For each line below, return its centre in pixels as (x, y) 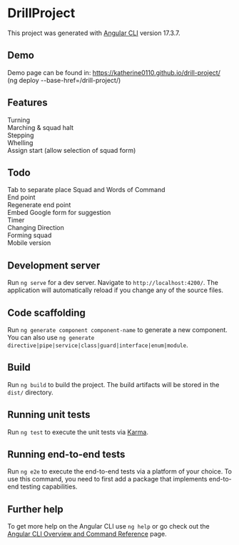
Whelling (20, 142)
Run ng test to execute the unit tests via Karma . (78, 432)
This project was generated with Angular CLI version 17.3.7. (94, 33)
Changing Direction (36, 228)
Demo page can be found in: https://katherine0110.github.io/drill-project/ (114, 72)
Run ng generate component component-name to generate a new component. (118, 330)
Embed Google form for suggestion (59, 213)
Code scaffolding (46, 312)
